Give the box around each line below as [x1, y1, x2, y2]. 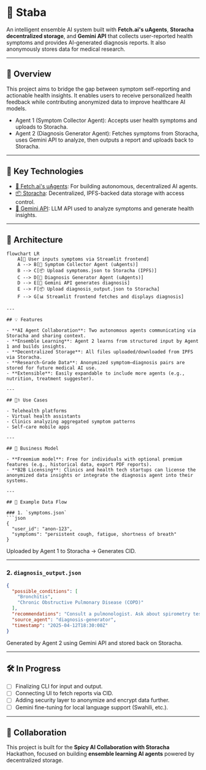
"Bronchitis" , [17, 594, 53, 600]
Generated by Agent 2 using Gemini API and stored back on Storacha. [6, 639, 183, 646]
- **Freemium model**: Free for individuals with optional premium [6, 456, 183, 462]
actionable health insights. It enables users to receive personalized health [6, 91, 193, 99]
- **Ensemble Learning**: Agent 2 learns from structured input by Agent [6, 338, 199, 345]
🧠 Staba [6, 6, 47, 20]
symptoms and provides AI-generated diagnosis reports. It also [6, 39, 166, 46]
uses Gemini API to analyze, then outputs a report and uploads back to [15, 136, 194, 143]
